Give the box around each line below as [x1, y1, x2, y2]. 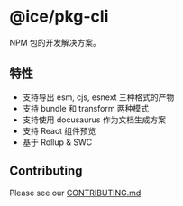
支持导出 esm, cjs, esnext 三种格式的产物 [22, 92, 175, 103]
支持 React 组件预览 [22, 125, 96, 136]
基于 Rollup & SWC [22, 137, 93, 148]
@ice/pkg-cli [9, 6, 109, 27]
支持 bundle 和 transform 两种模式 [22, 103, 150, 113]
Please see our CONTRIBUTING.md [9, 187, 142, 198]
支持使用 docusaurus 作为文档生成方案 [22, 114, 167, 125]
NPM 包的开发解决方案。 [9, 37, 102, 48]
